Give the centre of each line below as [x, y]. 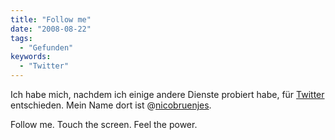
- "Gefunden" [46, 47]
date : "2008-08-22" [51, 29]
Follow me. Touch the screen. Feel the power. [104, 124]
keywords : [31, 57]
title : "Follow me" [51, 19]
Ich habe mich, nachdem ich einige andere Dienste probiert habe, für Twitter [167, 94]
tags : [21, 38]
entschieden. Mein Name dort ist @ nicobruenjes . [111, 105]
